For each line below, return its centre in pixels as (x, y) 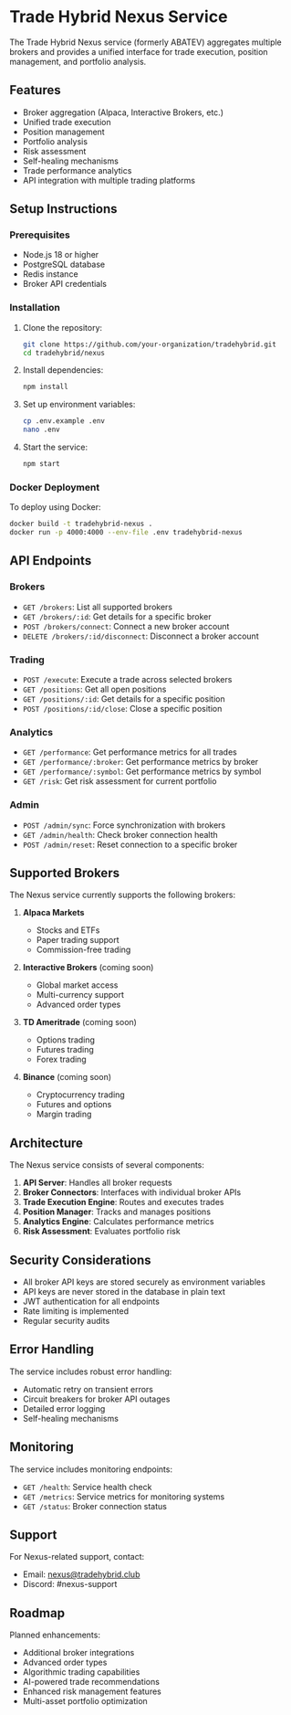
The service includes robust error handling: (91, 1371)
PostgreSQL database (64, 265)
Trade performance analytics (77, 170)
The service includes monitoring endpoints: (91, 1469)
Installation (35, 308)
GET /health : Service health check (87, 1487)
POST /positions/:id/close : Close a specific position (122, 709)
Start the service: (55, 447)
